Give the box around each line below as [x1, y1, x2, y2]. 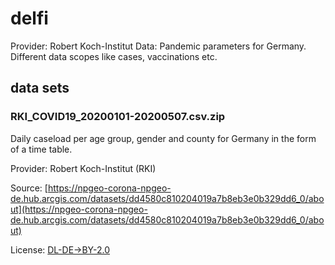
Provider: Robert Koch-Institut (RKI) [10, 162, 157, 174]
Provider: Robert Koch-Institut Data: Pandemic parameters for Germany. [10, 40, 307, 52]
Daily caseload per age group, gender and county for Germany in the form [10, 132, 317, 144]
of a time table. [10, 143, 73, 155]
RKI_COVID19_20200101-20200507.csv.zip [10, 110, 226, 124]
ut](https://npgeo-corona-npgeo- [10, 203, 148, 215]
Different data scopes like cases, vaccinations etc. [10, 50, 218, 62]
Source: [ [10, 182, 48, 194]
